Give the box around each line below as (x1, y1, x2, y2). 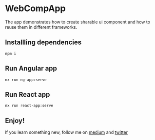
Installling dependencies (5, 38, 82, 47)
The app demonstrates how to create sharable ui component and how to (5, 19, 150, 25)
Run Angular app (5, 64, 58, 73)
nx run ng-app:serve (5, 77, 47, 82)
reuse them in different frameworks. (5, 24, 77, 30)
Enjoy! (5, 116, 25, 124)
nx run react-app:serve (5, 103, 54, 108)
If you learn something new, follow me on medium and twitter (5, 129, 128, 135)
